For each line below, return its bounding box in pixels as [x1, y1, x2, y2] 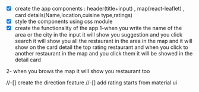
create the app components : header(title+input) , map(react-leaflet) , [14, 5, 185, 12]
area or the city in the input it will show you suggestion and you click [14, 31, 183, 38]
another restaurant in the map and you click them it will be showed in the [14, 50, 193, 57]
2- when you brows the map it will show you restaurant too [6, 68, 150, 75]
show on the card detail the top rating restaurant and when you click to [14, 44, 188, 51]
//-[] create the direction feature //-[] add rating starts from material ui [6, 79, 177, 86]
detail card [14, 56, 42, 64]
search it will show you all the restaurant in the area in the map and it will [14, 38, 193, 45]
